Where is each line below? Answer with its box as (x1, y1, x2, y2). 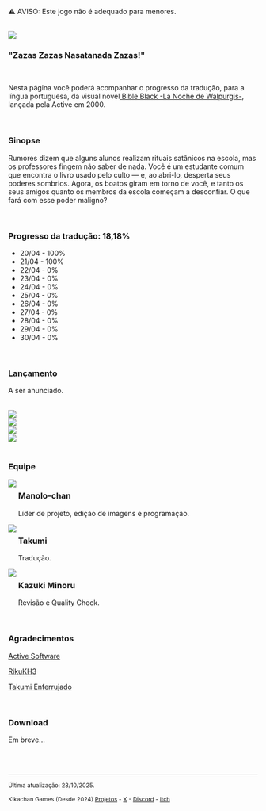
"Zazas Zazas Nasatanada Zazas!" (8, 49, 146, 60)
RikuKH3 (8, 666, 37, 676)
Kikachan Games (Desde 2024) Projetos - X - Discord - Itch (8, 795, 170, 803)
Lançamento (8, 368, 58, 379)
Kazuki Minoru (17, 580, 76, 591)
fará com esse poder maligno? (8, 195, 108, 205)
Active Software (8, 651, 61, 660)
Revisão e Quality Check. (17, 598, 101, 607)
